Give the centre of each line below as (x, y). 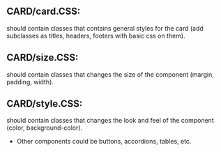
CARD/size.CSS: (43, 58)
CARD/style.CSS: (45, 104)
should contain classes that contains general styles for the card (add (105, 28)
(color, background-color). (45, 128)
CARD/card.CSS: (44, 12)
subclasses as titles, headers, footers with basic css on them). (96, 36)
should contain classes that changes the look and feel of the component (110, 121)
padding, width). (30, 82)
